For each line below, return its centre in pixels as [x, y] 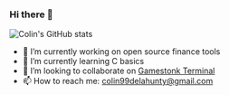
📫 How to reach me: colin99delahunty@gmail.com [118, 81]
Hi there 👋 [32, 14]
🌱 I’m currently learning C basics [83, 62]
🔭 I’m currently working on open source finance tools [121, 52]
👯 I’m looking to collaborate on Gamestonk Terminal [119, 71]
